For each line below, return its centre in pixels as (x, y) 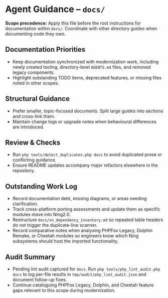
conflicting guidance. (34, 160)
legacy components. (34, 72)
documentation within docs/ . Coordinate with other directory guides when (81, 28)
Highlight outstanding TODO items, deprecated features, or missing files (87, 78)
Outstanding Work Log (41, 186)
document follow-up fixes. (40, 280)
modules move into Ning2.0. (42, 215)
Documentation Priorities (45, 49)
